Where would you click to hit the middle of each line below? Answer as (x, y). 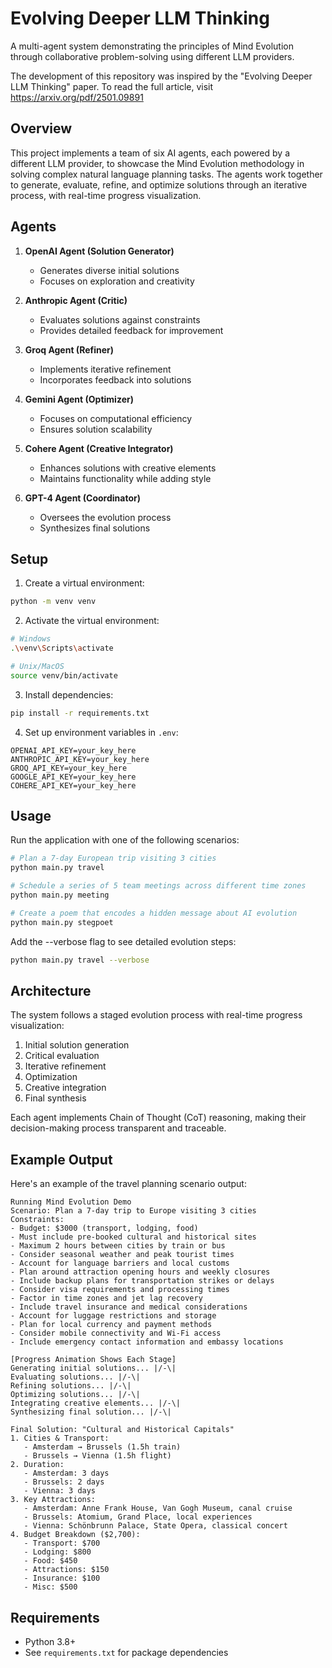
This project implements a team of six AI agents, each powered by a (150, 153)
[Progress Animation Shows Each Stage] (93, 1360)
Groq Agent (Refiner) (69, 349)
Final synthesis (55, 1098)
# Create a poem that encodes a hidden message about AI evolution (154, 913)
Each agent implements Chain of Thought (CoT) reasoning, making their (158, 1118)
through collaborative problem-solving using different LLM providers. (152, 56)
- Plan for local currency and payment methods (111, 1325)
